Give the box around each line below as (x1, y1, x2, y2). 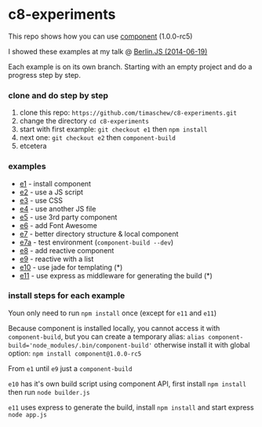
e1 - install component (19, 179, 92, 188)
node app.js (8, 410, 47, 418)
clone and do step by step (8, 90, 108, 101)
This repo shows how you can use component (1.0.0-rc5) (8, 31, 193, 41)
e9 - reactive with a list (19, 254, 94, 263)
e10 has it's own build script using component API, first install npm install (8, 379, 247, 388)
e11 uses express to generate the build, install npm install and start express (8, 403, 254, 412)
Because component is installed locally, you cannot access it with (8, 323, 220, 333)
